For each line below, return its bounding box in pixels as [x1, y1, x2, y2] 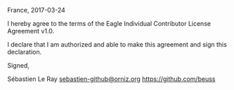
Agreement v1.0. [7, 27, 55, 35]
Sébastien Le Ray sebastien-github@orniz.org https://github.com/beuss [7, 75, 216, 83]
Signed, [7, 61, 30, 69]
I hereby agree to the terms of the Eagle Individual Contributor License [7, 20, 212, 27]
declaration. [7, 48, 42, 56]
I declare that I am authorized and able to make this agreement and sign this [7, 40, 227, 48]
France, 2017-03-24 [7, 6, 65, 14]
